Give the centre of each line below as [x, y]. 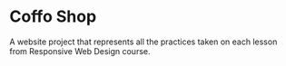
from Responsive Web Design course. [80, 51]
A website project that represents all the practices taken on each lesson [143, 42]
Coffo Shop [53, 17]
